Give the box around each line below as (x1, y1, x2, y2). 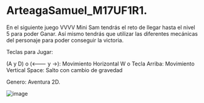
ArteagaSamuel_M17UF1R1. (6, 4, 147, 18)
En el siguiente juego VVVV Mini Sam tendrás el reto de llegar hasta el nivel (6, 24, 195, 31)
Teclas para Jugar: (6, 48, 54, 55)
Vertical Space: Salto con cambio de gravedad (6, 66, 123, 73)
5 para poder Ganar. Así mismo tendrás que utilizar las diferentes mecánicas (6, 30, 198, 37)
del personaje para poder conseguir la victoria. (6, 36, 124, 44)
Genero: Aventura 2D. (6, 78, 61, 85)
